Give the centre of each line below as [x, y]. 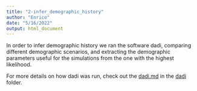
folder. [14, 83]
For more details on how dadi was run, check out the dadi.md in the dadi [96, 76]
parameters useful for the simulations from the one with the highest [90, 58]
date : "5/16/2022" [29, 23]
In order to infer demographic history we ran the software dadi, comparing [99, 45]
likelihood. [19, 65]
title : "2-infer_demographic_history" [55, 12]
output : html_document [35, 28]
